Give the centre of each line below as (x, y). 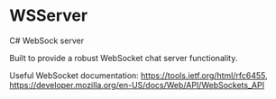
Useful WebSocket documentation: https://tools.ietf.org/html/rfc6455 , (138, 75)
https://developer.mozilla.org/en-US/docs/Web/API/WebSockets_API (137, 85)
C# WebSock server (46, 40)
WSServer (49, 16)
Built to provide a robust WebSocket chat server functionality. (124, 58)
